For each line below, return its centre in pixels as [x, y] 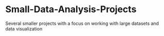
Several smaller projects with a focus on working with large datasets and [82, 23]
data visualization [24, 28]
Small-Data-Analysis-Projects [71, 9]
